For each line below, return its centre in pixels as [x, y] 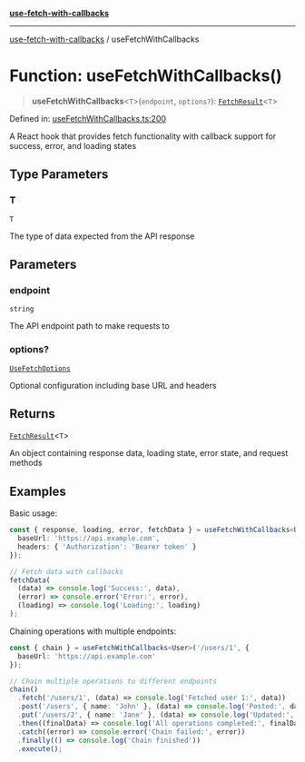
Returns [33, 414]
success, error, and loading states [73, 145]
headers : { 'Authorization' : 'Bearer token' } [107, 547]
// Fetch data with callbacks [67, 571]
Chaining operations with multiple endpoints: [93, 631]
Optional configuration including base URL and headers [113, 385]
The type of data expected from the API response [102, 236]
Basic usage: [34, 513]
